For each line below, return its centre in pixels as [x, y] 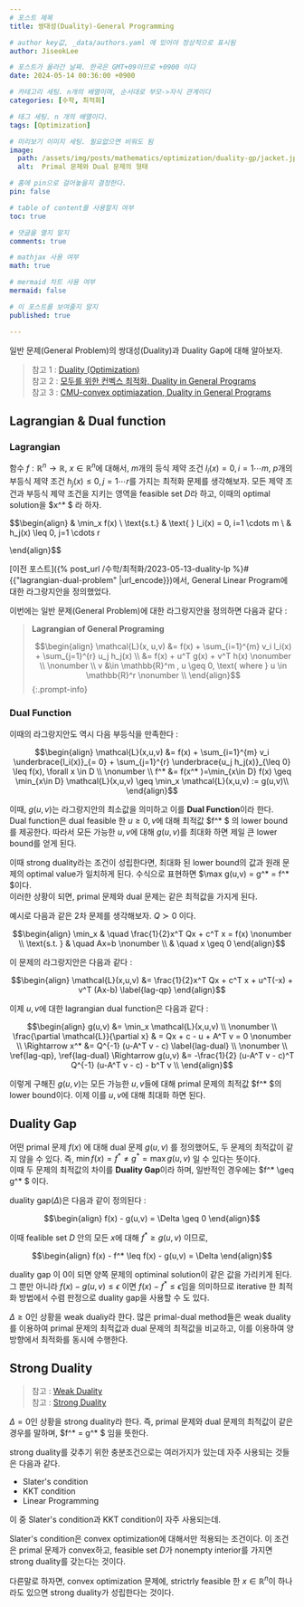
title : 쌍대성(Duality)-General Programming [92, 26]
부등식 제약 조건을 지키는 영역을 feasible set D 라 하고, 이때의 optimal [148, 493]
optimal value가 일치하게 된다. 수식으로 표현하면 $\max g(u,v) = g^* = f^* [157, 874]
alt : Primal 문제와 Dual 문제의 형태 [83, 167]
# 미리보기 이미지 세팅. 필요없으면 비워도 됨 [81, 141]
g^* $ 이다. [29, 1181]
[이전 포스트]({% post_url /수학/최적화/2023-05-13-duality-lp [120, 569]
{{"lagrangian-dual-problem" [63, 580]
